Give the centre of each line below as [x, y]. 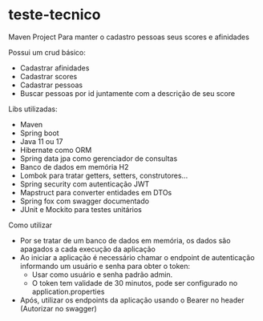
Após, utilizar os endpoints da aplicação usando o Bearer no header [132, 300]
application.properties [68, 291]
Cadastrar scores [49, 76]
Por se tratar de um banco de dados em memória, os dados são [125, 240]
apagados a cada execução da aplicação [88, 249]
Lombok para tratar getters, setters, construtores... [104, 175]
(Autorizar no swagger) [59, 308]
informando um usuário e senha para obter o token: [105, 266]
